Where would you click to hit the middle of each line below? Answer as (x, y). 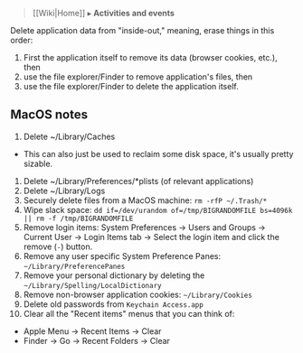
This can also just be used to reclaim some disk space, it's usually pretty (158, 153)
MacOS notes (49, 115)
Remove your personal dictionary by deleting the (114, 275)
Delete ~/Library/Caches (69, 136)
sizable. (38, 163)
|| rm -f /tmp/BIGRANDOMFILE (78, 218)
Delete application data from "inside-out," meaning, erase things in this (142, 30)
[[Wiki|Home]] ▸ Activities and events (104, 13)
